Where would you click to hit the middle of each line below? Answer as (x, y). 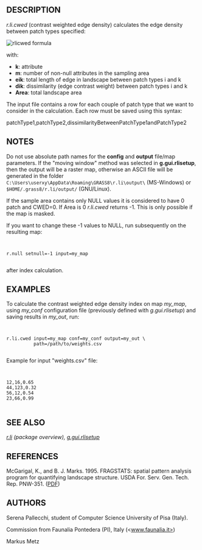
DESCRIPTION (33, 10)
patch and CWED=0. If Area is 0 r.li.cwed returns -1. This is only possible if (99, 207)
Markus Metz (23, 541)
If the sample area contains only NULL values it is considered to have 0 (95, 200)
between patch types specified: (46, 31)
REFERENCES (33, 456)
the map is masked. (31, 213)
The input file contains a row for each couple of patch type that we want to (100, 104)
